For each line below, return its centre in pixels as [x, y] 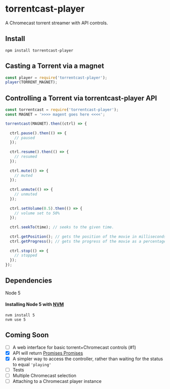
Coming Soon [27, 335]
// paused [25, 138]
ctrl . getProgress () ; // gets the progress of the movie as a [76, 241]
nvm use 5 [16, 320]
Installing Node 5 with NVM [35, 304]
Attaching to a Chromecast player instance [57, 381]
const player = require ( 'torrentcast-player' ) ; [56, 77]
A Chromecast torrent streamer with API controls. [57, 23]
